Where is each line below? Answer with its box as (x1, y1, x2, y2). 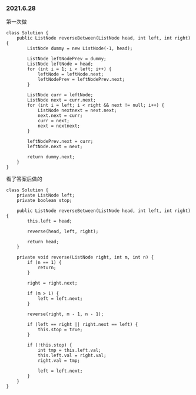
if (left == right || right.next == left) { (27, 322, 138, 328)
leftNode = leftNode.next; (37, 71, 104, 77)
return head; (27, 239, 59, 245)
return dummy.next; (27, 154, 75, 160)
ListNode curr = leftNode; (27, 92, 94, 98)
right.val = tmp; (37, 358, 81, 364)
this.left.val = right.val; (37, 352, 107, 358)
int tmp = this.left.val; (37, 347, 101, 354)
